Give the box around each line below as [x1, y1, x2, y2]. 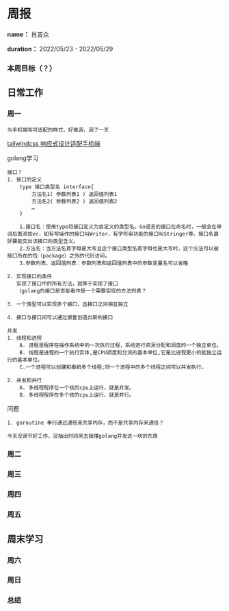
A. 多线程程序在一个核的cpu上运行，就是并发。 [19, 384, 135, 391]
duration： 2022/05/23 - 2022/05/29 [7, 45, 113, 53]
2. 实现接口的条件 [7, 273, 53, 279]
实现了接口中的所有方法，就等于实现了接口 [16, 280, 118, 287]
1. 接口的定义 [7, 176, 42, 183]
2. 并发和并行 [7, 377, 42, 384]
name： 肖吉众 [7, 30, 49, 38]
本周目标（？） [7, 63, 57, 73]
